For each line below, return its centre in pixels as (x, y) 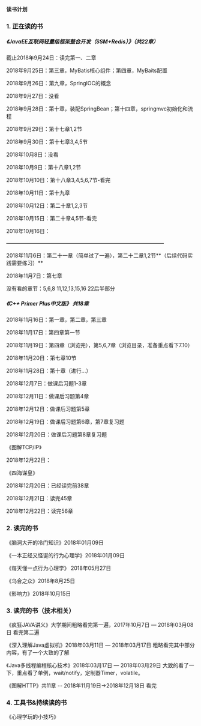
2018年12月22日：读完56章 (40, 511)
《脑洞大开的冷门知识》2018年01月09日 (55, 542)
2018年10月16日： (28, 231)
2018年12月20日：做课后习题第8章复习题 (56, 435)
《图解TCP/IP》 (24, 447)
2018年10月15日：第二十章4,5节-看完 (52, 219)
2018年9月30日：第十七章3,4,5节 (47, 142)
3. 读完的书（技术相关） (40, 611)
